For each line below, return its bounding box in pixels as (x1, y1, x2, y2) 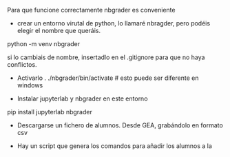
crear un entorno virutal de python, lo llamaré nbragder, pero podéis (17, 19, 211, 27)
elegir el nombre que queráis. (17, 27, 101, 34)
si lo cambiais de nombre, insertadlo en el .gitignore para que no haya (7, 53, 205, 61)
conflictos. (7, 61, 37, 68)
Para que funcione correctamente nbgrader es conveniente (7, 6, 176, 14)
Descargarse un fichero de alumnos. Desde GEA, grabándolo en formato (17, 121, 224, 129)
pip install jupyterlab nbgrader (7, 108, 93, 116)
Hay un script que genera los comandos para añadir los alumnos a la (17, 142, 212, 150)
